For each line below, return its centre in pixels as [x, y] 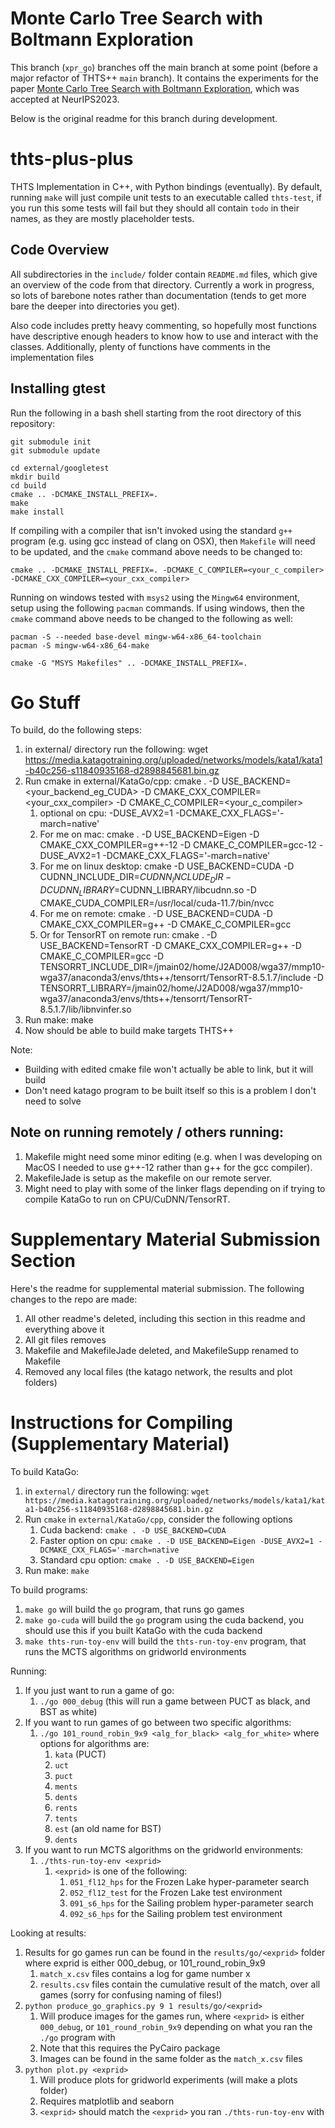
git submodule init [51, 442]
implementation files [52, 357]
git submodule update [55, 450]
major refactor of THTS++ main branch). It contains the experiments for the [165, 78]
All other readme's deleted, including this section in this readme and [165, 1318]
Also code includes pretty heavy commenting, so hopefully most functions [163, 325]
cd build [28, 485]
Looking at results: [48, 1933]
